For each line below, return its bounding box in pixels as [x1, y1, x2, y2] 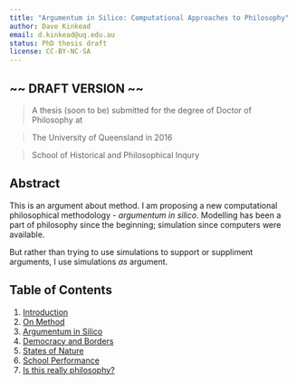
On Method [22, 316, 65, 327]
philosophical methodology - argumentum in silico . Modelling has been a [9, 210, 282, 221]
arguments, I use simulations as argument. [9, 256, 168, 267]
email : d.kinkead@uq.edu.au [9, 30, 116, 39]
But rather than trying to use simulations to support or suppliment [9, 246, 254, 257]
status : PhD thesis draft [9, 38, 107, 48]
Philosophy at [31, 114, 83, 125]
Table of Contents [9, 282, 113, 298]
